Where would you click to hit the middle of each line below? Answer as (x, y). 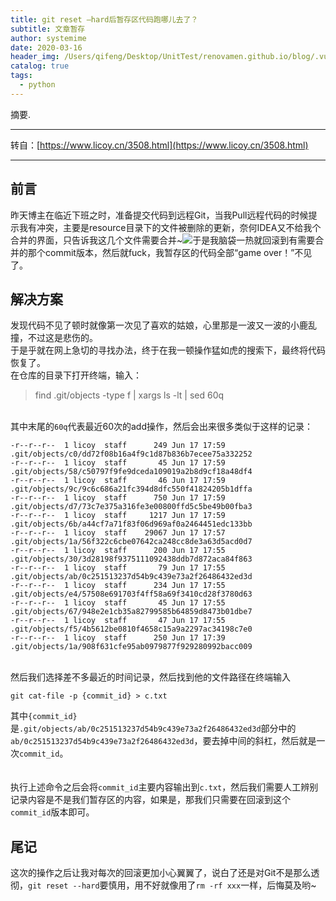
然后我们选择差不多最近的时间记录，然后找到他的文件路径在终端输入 (150, 677)
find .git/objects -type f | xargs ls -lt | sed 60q (129, 395)
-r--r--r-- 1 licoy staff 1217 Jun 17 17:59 (118, 516)
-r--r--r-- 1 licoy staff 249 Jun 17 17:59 (118, 446)
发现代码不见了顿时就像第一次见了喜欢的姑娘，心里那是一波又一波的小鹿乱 (163, 325)
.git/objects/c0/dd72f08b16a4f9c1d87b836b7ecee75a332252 (131, 454)
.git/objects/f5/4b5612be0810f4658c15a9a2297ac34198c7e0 (131, 629)
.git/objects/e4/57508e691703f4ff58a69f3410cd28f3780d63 (131, 594)
